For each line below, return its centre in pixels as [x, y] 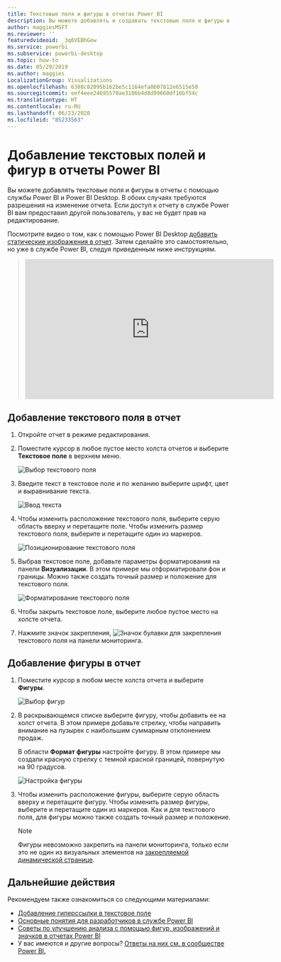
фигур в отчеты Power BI [84, 170]
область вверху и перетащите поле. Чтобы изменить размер [110, 527]
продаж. [31, 738]
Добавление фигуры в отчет [74, 663]
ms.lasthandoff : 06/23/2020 [49, 113]
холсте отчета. [40, 619]
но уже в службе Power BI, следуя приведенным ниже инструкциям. [112, 249]
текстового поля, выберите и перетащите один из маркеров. [110, 534]
